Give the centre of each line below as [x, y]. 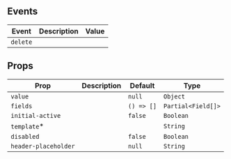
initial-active [36, 115]
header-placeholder [43, 146]
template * [27, 126]
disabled [25, 136]
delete [22, 42]
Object [174, 96]
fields [22, 106]
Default [142, 85]
